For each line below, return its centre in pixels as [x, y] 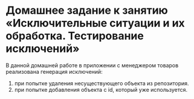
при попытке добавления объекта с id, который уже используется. [101, 89]
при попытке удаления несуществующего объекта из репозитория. [102, 83]
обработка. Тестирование [75, 36]
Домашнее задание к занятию [87, 10]
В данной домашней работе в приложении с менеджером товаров [92, 65]
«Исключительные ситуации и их [95, 23]
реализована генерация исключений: [54, 71]
